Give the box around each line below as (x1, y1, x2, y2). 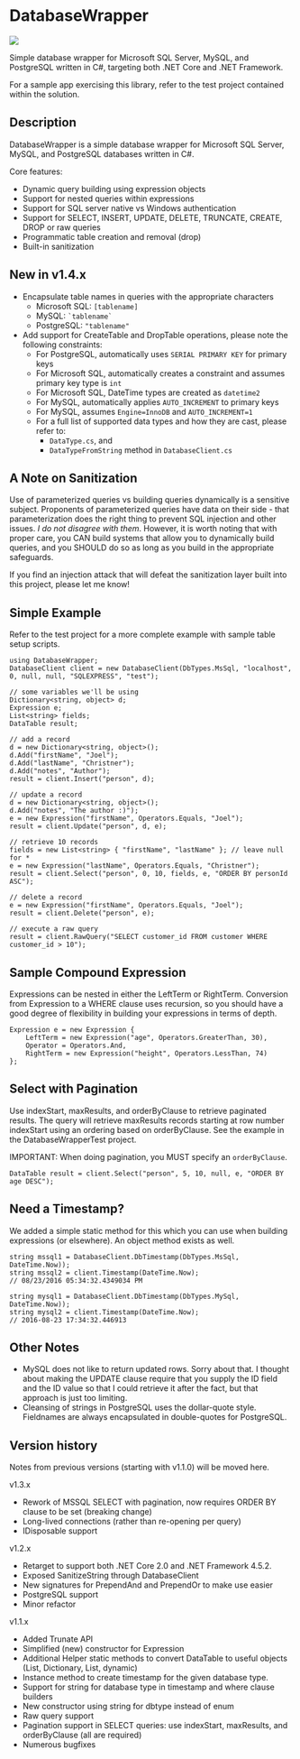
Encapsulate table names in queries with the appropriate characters (22, 290, 275, 302)
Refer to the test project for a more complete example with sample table (9, 629, 277, 640)
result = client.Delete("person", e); (9, 908, 155, 918)
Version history (9, 1438, 98, 1453)
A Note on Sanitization (9, 470, 138, 485)
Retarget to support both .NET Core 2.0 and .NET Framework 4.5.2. (22, 1561, 272, 1571)
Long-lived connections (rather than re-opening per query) (22, 1516, 241, 1527)
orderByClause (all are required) (22, 1729, 142, 1741)
